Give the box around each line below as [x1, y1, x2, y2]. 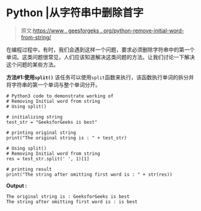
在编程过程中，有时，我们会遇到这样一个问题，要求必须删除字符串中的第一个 [6, 46, 195, 53]
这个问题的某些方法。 [6, 61, 59, 68]
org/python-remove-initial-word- [103, 27, 184, 34]
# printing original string [6, 130, 77, 136]
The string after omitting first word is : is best [6, 198, 138, 204]
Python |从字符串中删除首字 [6, 6, 144, 20]
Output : [6, 182, 28, 189]
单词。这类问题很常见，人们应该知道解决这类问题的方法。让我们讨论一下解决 [6, 53, 195, 60]
